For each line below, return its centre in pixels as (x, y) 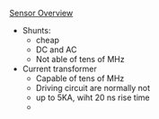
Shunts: (36, 30)
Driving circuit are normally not (93, 88)
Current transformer (59, 69)
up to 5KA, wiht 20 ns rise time (93, 97)
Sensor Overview (41, 13)
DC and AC (56, 50)
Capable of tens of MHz (80, 78)
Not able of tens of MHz (80, 59)
